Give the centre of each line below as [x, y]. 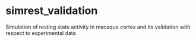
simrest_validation [52, 11]
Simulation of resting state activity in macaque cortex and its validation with [98, 27]
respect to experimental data [41, 33]
